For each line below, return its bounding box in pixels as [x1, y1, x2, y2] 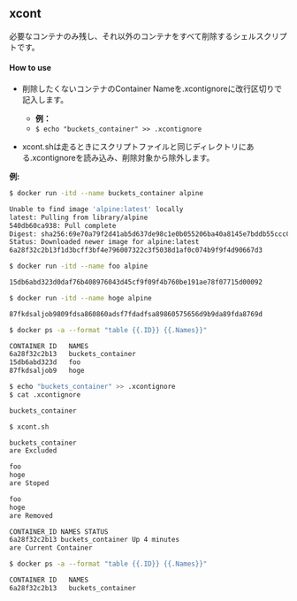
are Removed [9, 511, 53, 520]
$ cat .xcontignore [9, 390, 81, 399]
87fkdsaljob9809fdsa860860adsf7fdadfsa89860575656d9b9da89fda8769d [9, 309, 263, 318]
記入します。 [21, 95, 69, 105]
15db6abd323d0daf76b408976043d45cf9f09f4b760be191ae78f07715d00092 [9, 278, 263, 287]
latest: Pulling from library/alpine [9, 213, 148, 222]
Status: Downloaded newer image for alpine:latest [9, 238, 200, 247]
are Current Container [9, 544, 93, 552]
